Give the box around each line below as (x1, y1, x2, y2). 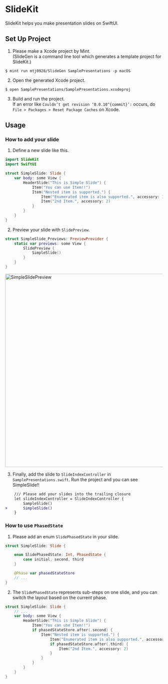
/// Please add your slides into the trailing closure (14, 491, 131, 497)
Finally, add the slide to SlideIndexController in (12, 471, 111, 477)
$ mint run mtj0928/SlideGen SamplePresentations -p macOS (5, 68, 131, 73)
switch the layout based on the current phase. (12, 594, 107, 601)
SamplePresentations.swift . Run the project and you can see (12, 476, 138, 483)
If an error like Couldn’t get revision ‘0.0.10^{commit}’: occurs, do (12, 101, 155, 107)
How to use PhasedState (5, 522, 63, 529)
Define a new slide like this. (12, 147, 69, 154)
